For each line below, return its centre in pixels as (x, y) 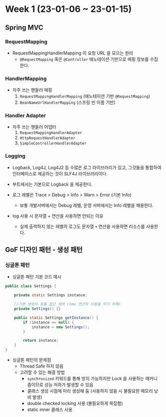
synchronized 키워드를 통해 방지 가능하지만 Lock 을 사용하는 (86, 379)
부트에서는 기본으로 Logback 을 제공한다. (52, 184)
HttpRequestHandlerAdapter (48, 138)
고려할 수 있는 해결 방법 (42, 372)
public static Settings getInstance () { (56, 318)
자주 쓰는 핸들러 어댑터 (34, 127)
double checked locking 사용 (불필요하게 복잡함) (75, 404)
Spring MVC (24, 28)
